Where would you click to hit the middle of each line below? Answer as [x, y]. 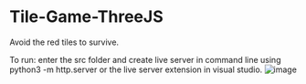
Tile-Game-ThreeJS [86, 17]
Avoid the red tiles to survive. [64, 42]
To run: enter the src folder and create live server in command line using [145, 59]
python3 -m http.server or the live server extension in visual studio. [136, 69]
